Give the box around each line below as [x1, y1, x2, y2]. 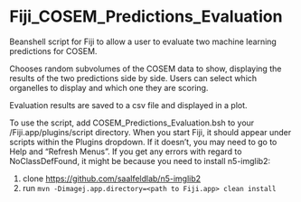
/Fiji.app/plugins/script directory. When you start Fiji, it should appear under [9, 126, 292, 137]
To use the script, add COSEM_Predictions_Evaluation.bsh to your [9, 117, 255, 128]
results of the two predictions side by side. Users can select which [9, 72, 258, 83]
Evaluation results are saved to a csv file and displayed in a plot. [9, 99, 248, 110]
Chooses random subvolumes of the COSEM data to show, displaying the [9, 63, 282, 74]
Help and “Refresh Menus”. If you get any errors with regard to [9, 146, 242, 157]
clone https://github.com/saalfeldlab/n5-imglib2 [22, 173, 202, 184]
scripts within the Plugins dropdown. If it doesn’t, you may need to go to [9, 136, 277, 147]
